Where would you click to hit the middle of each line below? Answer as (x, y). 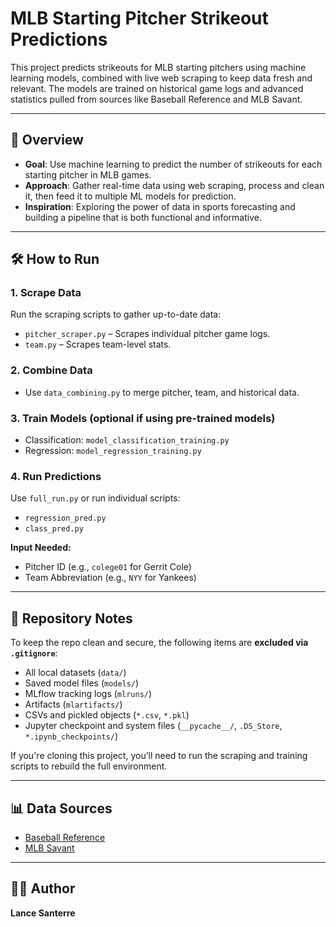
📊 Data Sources (61, 808)
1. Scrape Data (46, 293)
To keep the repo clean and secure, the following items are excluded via (159, 643)
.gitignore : (34, 653)
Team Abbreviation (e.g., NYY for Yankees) (110, 578)
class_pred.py (54, 529)
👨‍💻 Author (43, 888)
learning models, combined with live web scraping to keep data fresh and (161, 78)
